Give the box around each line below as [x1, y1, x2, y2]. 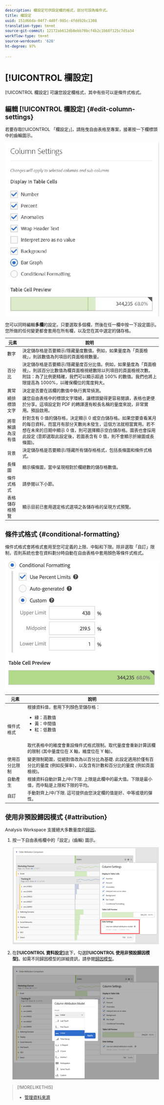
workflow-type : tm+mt [5, 34, 49, 39]
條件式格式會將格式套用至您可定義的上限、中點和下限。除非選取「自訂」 [5, 544, 150, 550]
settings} [5, 113, 34, 121]
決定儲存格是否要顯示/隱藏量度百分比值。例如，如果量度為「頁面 [22, 361, 152, 367]
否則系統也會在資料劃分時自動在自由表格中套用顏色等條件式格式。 [13, 550, 146, 556]
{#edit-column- [86, 105, 135, 113]
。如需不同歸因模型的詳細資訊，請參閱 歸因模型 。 [18, 956, 117, 962]
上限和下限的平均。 [53, 782, 92, 788]
